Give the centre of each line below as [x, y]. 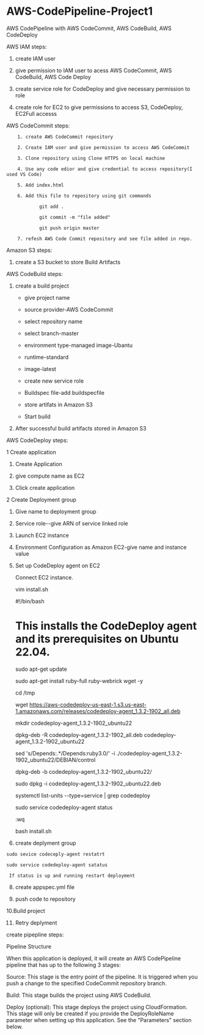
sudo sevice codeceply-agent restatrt [56, 854]
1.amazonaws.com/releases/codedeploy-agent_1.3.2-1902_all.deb [98, 711]
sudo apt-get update [41, 669]
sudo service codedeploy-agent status [64, 807]
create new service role [54, 381]
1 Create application [31, 452]
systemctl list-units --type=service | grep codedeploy [83, 795]
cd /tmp [25, 693]
